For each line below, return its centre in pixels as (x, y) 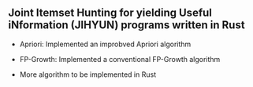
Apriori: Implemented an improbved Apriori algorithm (105, 44)
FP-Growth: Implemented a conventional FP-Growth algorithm (120, 59)
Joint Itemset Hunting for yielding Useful (110, 13)
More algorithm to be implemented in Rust (87, 74)
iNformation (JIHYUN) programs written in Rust (127, 25)
